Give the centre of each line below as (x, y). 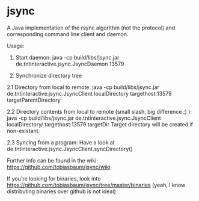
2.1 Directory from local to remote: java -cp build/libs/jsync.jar (83, 87)
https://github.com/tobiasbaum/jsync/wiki (59, 167)
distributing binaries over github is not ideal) (61, 191)
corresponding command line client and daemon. (68, 34)
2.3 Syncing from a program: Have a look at (61, 142)
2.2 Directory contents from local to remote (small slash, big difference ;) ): (99, 111)
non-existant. (23, 131)
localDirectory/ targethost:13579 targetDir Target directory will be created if (100, 124)
